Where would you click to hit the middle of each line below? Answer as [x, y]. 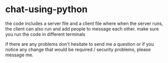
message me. [20, 55]
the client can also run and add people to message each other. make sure [82, 28]
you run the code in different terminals [45, 34]
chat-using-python [46, 9]
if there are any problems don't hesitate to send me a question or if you [79, 44]
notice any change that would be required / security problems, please [78, 49]
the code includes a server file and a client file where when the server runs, [84, 23]
